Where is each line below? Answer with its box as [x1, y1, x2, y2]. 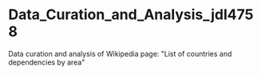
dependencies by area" [8, 57, 85, 67]
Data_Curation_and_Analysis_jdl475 [8, 6, 254, 24]
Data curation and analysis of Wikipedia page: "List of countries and [8, 49, 232, 58]
